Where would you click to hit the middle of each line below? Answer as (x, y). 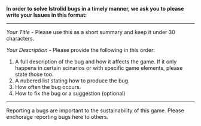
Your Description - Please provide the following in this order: (81, 50)
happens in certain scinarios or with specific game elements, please (99, 68)
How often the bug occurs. (48, 87)
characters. (20, 39)
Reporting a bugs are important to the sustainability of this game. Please (95, 110)
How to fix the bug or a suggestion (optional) (70, 93)
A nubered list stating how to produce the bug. (72, 81)
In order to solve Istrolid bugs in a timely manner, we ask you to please (95, 9)
